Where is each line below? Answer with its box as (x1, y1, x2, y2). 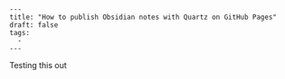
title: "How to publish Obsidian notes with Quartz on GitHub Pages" (9, 13, 278, 22)
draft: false (9, 21, 59, 30)
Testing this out (9, 60, 68, 70)
